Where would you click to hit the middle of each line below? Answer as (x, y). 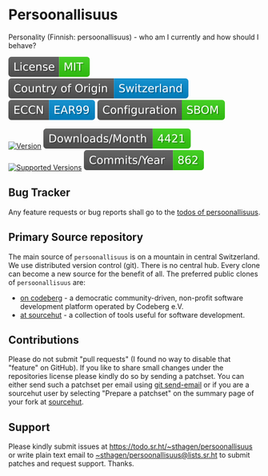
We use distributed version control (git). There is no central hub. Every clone (134, 265)
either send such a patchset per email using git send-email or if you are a (129, 385)
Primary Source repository (76, 237)
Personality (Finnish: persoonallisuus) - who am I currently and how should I (134, 37)
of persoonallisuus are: (47, 282)
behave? (22, 45)
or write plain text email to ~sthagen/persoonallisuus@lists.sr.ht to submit (129, 455)
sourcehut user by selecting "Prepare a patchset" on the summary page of (131, 393)
